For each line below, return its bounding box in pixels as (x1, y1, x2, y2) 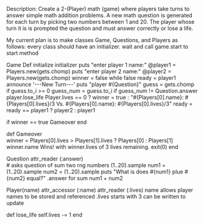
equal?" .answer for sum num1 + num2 (26, 175, 123, 182)
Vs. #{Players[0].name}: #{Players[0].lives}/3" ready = (55, 100, 193, 107)
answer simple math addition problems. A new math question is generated (6, 12, 193, 19)
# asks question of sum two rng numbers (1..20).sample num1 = (6, 162, 166, 168)
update (6, 200, 24, 206)
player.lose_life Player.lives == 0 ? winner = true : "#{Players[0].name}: (6, 94, 184, 101)
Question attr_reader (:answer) (6, 155, 83, 162)
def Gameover (6, 131, 43, 137)
